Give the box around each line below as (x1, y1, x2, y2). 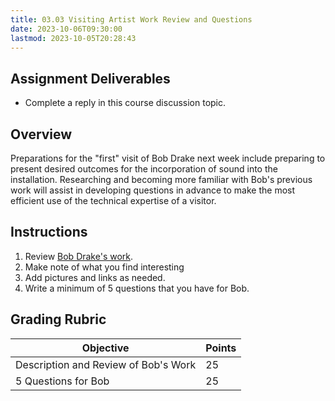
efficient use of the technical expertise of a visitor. (10, 195, 217, 206)
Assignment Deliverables (10, 70, 171, 87)
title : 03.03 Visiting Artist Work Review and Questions (10, 14, 253, 25)
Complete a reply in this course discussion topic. (24, 97, 227, 109)
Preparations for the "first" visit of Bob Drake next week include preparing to (10, 152, 326, 164)
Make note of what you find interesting (24, 261, 185, 273)
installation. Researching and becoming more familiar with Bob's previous (10, 174, 313, 185)
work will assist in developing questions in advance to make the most (10, 184, 296, 196)
